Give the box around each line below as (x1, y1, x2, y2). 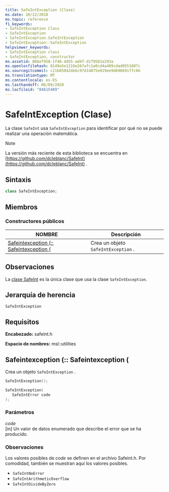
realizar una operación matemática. (5, 130, 79, 136)
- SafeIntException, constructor (5, 54, 75, 59)
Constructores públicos (5, 218, 64, 225)
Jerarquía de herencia (5, 291, 75, 300)
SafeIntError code (12, 392, 51, 397)
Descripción (111, 231, 141, 238)
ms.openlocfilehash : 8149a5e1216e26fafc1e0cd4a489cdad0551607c (5, 63, 141, 68)
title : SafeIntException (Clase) (5, 7, 75, 13)
